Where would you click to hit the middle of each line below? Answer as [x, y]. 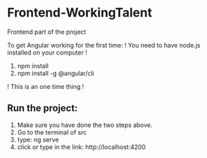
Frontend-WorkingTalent [80, 13]
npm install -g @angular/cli [56, 73]
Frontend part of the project [47, 32]
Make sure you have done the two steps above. [85, 125]
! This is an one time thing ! [46, 86]
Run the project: [43, 108]
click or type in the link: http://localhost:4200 [81, 147]
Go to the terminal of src [52, 132]
